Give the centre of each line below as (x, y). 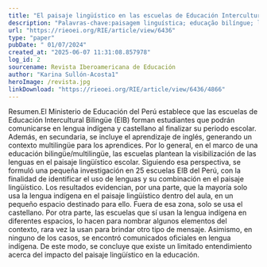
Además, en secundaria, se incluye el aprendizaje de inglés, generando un (130, 137)
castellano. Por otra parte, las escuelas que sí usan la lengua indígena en (128, 213)
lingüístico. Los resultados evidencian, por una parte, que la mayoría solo (128, 188)
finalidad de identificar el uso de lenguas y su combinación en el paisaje (126, 179)
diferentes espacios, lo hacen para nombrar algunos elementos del (118, 221)
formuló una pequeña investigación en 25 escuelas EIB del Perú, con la (124, 170)
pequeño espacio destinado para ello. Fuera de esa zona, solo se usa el (126, 204)
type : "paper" (32, 38)
